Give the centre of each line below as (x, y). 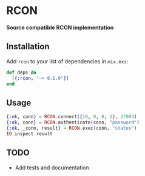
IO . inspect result (29, 134)
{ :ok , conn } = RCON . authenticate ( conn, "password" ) (73, 122)
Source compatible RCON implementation (60, 27)
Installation (28, 47)
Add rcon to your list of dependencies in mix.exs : (67, 61)
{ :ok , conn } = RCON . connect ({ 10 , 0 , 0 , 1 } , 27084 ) (72, 117)
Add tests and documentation (52, 167)
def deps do (21, 72)
